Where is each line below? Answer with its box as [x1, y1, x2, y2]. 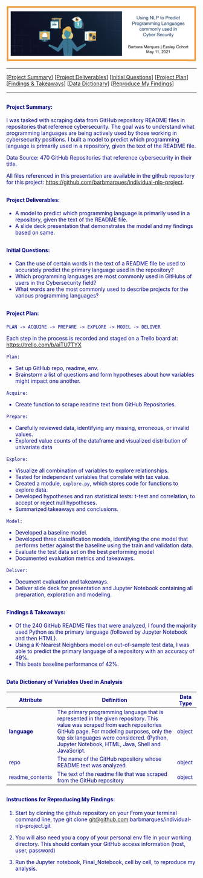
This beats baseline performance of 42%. [14, 660, 119, 668]
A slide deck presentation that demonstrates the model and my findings [14, 223, 193, 230]
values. [14, 431, 33, 438]
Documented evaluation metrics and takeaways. [14, 554, 135, 562]
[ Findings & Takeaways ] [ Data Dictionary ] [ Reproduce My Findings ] [6, 80, 174, 87]
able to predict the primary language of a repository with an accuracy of [14, 648, 195, 655]
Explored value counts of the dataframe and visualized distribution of [14, 437, 187, 444]
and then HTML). [14, 635, 57, 642]
